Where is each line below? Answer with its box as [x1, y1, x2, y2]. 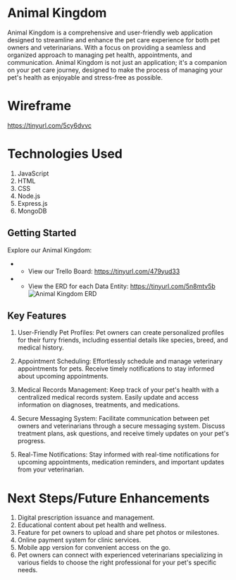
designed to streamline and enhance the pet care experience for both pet [7, 35, 221, 44]
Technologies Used [7, 146, 123, 162]
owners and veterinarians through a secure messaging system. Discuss [17, 421, 225, 431]
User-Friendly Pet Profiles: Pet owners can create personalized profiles [17, 328, 224, 337]
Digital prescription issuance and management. [17, 513, 155, 522]
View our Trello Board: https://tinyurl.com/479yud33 [27, 266, 180, 276]
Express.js [17, 199, 48, 207]
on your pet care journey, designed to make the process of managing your [7, 66, 223, 74]
